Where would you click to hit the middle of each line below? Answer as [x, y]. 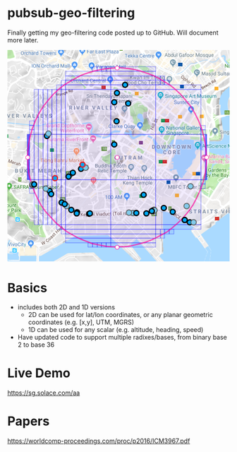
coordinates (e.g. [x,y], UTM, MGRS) [81, 322]
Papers [29, 421]
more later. [23, 40]
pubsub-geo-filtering [71, 13]
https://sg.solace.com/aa [44, 393]
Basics [28, 288]
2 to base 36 [36, 345]
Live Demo [39, 373]
